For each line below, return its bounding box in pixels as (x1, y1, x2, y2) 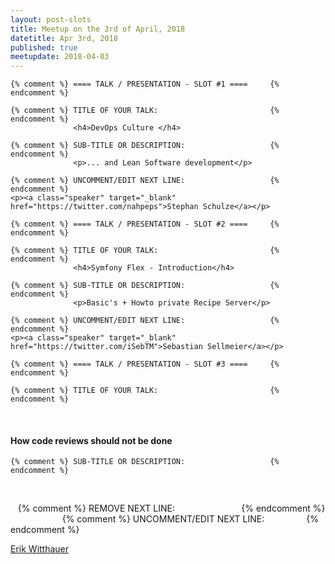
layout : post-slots (10, 14, 92, 25)
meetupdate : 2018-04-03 (10, 52, 110, 62)
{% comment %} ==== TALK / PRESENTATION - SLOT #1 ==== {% (10, 79, 280, 90)
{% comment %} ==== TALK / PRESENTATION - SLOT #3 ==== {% (10, 359, 280, 370)
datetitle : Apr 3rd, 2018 (10, 33, 118, 43)
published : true (10, 42, 78, 53)
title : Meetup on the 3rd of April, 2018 (10, 24, 186, 34)
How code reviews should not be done (10, 434, 173, 446)
